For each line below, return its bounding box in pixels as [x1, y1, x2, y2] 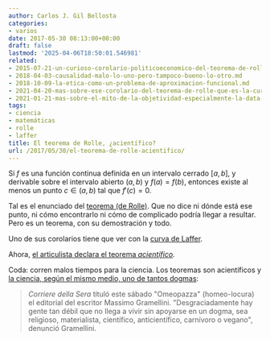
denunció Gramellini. [27, 324, 96, 333]
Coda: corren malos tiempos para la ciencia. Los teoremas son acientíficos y [8, 265, 262, 275]
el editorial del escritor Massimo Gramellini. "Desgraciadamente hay [27, 298, 253, 308]
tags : [8, 101, 27, 110]
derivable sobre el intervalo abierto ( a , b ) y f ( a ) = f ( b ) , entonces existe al [8, 177, 248, 187]
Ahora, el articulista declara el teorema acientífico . [8, 250, 175, 259]
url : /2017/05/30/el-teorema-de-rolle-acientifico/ [8, 147, 185, 155]
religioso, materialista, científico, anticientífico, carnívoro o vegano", [27, 315, 253, 325]
